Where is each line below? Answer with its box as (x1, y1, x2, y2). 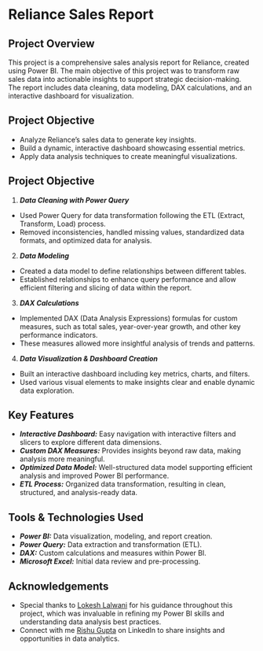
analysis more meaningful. (19, 454, 105, 464)
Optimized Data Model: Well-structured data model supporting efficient (19, 463, 253, 472)
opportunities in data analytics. (19, 634, 120, 643)
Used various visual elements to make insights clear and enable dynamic (19, 377, 255, 387)
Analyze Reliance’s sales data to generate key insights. (19, 135, 197, 144)
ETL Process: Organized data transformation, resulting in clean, (19, 479, 226, 489)
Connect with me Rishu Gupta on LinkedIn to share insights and (19, 626, 225, 635)
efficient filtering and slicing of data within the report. (19, 283, 192, 292)
